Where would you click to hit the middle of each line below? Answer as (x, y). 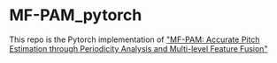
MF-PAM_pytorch (76, 15)
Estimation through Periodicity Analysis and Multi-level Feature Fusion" (138, 48)
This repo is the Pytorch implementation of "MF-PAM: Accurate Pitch (135, 39)
